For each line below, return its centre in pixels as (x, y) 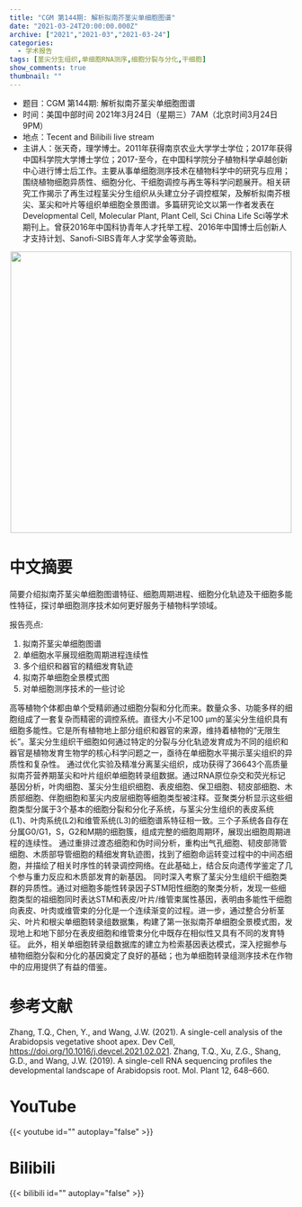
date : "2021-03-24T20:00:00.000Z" (74, 26)
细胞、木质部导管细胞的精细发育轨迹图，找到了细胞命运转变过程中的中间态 (147, 854)
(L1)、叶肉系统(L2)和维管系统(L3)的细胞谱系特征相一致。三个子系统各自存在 (149, 820)
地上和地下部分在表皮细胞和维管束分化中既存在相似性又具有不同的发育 (147, 932)
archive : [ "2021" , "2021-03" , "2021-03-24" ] (90, 34)
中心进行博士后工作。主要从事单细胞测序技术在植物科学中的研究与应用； (156, 170)
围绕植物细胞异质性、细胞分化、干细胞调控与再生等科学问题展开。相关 (152, 182)
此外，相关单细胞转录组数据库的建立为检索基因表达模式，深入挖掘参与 (157, 944)
